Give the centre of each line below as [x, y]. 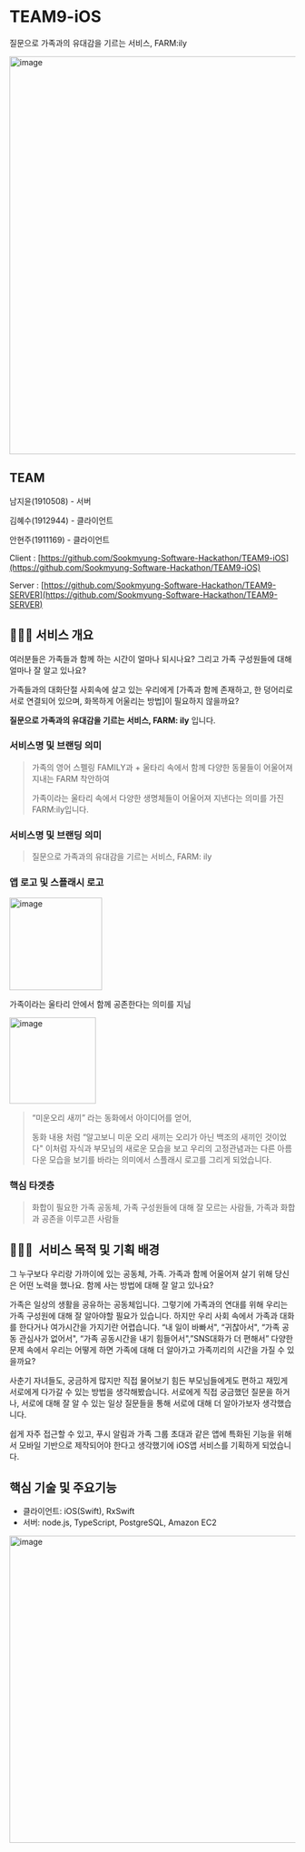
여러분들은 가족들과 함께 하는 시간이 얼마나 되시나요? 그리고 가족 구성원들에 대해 [151, 659]
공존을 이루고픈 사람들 [80, 1218]
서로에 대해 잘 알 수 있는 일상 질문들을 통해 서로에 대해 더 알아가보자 [141, 1403]
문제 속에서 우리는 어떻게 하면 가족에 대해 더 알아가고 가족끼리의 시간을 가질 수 [148, 1350]
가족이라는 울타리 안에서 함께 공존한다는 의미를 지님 [100, 1005]
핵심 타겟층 [32, 1185]
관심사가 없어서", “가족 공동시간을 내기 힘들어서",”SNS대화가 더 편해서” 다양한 [156, 1338]
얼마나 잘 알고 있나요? [48, 670]
